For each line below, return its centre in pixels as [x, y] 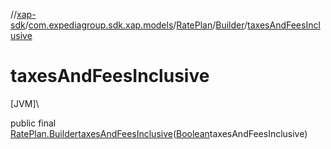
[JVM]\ [25, 103]
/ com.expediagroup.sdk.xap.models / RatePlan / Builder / [136, 25]
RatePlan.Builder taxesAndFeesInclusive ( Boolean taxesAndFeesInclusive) [159, 133]
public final [33, 123]
